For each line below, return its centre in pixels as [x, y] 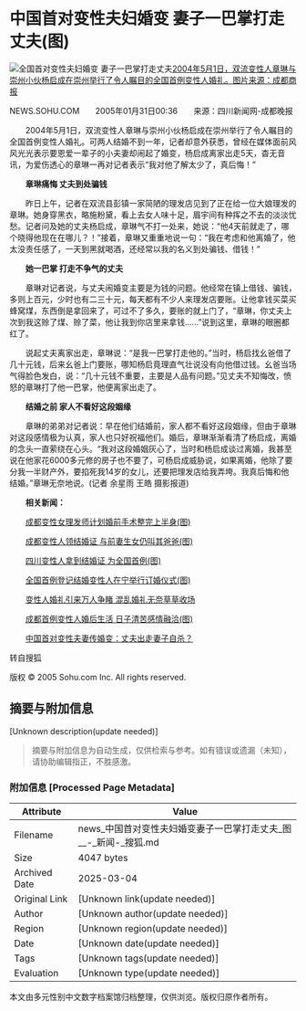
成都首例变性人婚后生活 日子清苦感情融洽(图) [110, 618]
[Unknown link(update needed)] [147, 899]
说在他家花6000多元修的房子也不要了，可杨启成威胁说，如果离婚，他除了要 [151, 460]
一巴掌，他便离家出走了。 [113, 387]
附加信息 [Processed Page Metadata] [92, 787]
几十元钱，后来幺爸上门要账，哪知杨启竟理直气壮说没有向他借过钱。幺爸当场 [153, 364]
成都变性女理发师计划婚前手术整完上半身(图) [108, 521]
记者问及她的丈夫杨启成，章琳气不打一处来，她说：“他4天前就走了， [153, 226]
